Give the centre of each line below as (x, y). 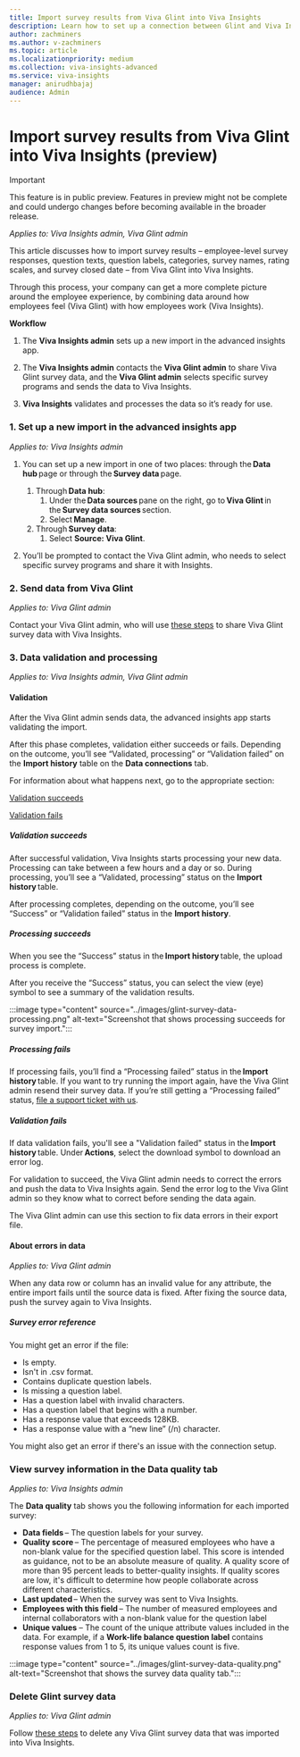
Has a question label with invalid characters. (104, 1400)
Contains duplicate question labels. (87, 1381)
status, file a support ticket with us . (74, 1100)
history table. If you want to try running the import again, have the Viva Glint (149, 1081)
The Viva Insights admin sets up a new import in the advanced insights (154, 341)
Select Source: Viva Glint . (97, 538)
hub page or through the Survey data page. (102, 473)
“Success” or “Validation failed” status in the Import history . (120, 913)
